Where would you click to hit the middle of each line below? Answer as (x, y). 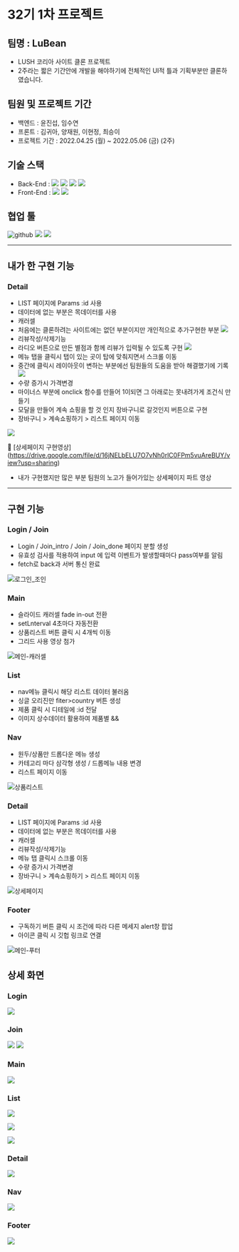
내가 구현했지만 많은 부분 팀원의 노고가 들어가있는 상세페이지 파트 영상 (115, 478)
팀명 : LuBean (37, 43)
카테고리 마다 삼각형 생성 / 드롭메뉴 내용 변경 (80, 763)
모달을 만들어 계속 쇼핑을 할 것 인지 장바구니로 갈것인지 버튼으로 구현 (112, 410)
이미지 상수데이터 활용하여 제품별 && (68, 719)
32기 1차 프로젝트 (55, 15)
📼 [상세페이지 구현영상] (39, 448)
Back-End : (34, 183)
